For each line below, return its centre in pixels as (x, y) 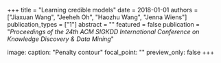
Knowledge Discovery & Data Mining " (61, 39)
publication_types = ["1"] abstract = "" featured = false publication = (104, 24)
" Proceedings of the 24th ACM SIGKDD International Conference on (103, 32)
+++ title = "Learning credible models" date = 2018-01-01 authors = (103, 10)
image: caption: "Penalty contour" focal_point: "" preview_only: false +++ (111, 52)
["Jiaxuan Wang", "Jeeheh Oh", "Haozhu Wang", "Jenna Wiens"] (97, 17)
